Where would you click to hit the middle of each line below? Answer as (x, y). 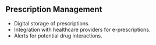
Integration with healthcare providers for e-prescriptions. (82, 29)
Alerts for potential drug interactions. (58, 35)
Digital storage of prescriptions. (52, 23)
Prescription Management (54, 10)
